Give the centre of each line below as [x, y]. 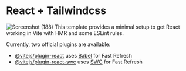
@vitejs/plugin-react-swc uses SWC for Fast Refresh [78, 62]
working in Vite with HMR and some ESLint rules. [65, 33]
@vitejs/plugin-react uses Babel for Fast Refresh [73, 55]
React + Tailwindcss [56, 11]
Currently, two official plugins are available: [58, 44]
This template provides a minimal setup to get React [117, 27]
